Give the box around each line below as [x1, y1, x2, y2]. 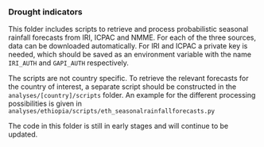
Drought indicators [8, 6, 83, 17]
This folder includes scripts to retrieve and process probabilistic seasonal [8, 25, 249, 34]
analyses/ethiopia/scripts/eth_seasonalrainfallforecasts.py [8, 107, 215, 115]
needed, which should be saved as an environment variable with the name [8, 50, 252, 60]
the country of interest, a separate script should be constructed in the [8, 82, 237, 91]
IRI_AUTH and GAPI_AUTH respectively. [8, 58, 130, 68]
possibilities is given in [8, 99, 82, 109]
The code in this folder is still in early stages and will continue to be [8, 122, 229, 131]
